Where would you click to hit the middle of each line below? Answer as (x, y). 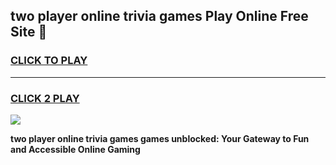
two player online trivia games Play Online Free (159, 16)
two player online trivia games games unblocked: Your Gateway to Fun (160, 138)
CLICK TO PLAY (49, 61)
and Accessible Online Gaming (75, 149)
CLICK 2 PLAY (45, 98)
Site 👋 (29, 32)
